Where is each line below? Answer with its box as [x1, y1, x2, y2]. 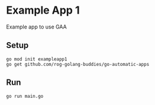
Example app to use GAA [6, 23, 67, 30]
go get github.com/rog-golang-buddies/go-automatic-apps [6, 61, 150, 67]
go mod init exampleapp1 [6, 56, 67, 62]
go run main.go [6, 93, 44, 99]
